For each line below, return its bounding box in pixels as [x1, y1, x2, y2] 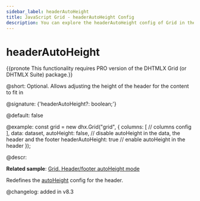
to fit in [6, 89, 24, 96]
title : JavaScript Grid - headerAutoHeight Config [6, 14, 135, 20]
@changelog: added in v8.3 [6, 188, 74, 196]
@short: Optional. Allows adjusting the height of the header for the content [6, 82, 189, 90]
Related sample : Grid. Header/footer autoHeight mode [6, 165, 140, 173]
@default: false [6, 112, 43, 119]
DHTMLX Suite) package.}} [6, 71, 73, 78]
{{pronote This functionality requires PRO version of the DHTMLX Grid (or [6, 65, 187, 72]
